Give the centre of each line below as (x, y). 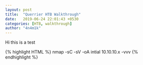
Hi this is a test (20, 42)
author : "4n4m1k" (23, 28)
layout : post (19, 10)
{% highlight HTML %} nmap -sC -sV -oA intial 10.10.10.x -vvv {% (71, 52)
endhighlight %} (22, 57)
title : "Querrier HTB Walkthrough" (43, 14)
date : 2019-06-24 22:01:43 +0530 (42, 19)
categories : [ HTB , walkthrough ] (38, 24)
